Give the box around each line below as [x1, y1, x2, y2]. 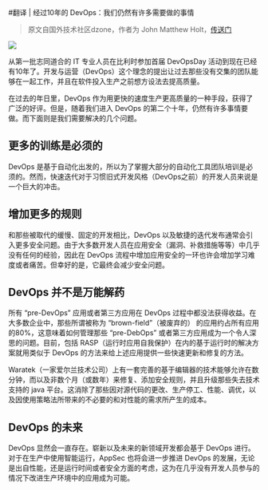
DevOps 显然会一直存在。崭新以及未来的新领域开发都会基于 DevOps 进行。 [8, 443, 255, 453]
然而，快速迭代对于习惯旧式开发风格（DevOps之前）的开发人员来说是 [29, 172, 258, 181]
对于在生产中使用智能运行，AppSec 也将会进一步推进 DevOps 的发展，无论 [8, 453, 255, 463]
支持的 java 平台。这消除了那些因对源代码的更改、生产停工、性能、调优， [8, 385, 250, 394]
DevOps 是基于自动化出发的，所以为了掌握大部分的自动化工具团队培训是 [8, 161, 246, 171]
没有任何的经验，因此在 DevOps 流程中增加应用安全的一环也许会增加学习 [8, 250, 249, 259]
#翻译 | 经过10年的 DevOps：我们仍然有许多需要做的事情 [8, 8, 195, 17]
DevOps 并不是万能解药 [8, 286, 125, 299]
